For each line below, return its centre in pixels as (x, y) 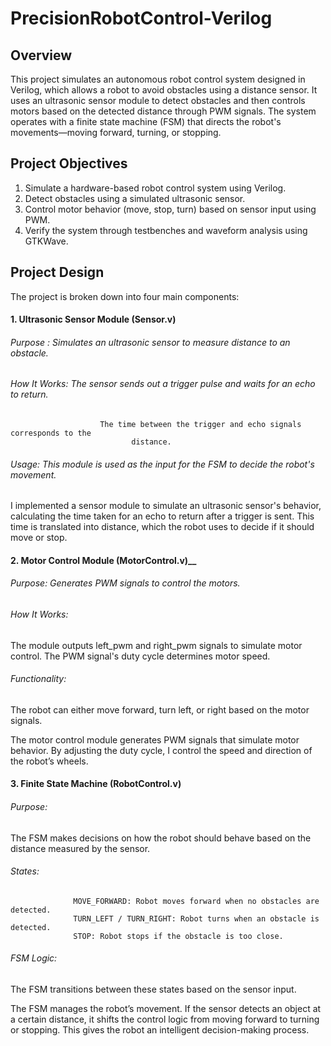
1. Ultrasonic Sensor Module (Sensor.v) (93, 319)
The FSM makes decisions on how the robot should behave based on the (161, 838)
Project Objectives (69, 163)
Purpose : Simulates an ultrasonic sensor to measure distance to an (150, 342)
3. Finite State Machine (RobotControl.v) (96, 784)
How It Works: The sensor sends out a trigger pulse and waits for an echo (163, 384)
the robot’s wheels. (49, 761)
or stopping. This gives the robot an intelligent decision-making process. (160, 1030)
